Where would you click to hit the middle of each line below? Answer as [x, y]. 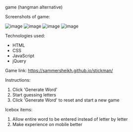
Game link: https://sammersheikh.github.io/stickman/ [59, 70]
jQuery [19, 61]
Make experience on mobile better [47, 124]
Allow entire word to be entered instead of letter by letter [70, 119]
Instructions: [18, 80]
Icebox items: [19, 110]
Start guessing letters [34, 95]
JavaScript [23, 56]
